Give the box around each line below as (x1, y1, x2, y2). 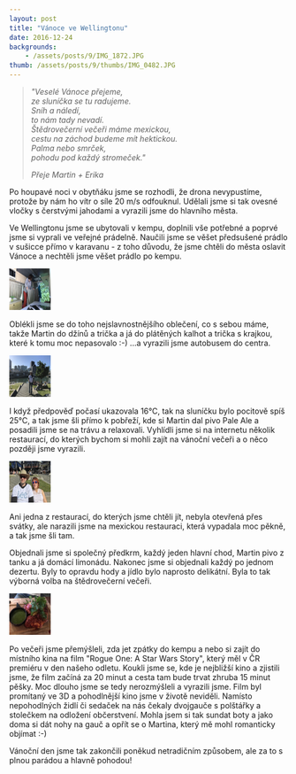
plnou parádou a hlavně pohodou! (9, 755, 133, 765)
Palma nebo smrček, (30, 143, 107, 153)
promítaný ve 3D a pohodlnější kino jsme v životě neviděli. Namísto (9, 691, 253, 701)
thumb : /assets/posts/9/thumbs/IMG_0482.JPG (9, 61, 176, 70)
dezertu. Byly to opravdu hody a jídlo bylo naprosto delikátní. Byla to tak (9, 567, 271, 577)
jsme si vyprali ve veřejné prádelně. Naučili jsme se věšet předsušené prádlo (9, 232, 288, 243)
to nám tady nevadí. (30, 115, 104, 125)
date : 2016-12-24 (9, 33, 73, 42)
